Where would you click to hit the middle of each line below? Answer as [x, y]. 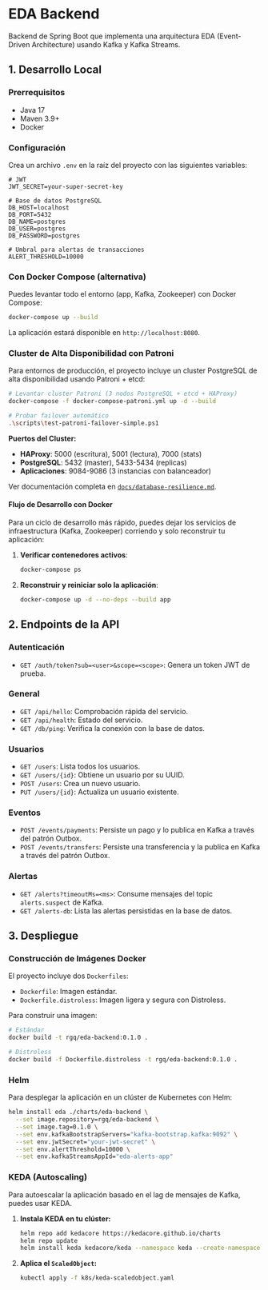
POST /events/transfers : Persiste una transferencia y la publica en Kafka [140, 847]
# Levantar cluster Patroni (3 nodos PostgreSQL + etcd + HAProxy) [123, 394]
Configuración [37, 147]
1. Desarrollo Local [55, 70]
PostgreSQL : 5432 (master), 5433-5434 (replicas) [103, 462]
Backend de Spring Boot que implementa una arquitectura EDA [112, 36]
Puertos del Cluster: [42, 438]
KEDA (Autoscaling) [48, 1177]
